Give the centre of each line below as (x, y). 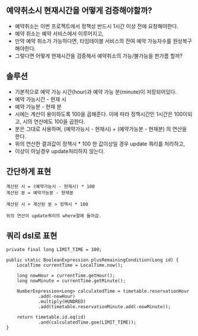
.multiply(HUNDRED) (62, 302)
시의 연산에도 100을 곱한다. (54, 121)
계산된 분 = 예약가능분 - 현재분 (40, 193)
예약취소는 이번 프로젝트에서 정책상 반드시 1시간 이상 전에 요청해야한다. (97, 26)
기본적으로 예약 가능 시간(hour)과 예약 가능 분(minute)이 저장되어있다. (95, 91)
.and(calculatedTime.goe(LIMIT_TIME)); (87, 322)
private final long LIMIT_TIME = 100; (54, 250)
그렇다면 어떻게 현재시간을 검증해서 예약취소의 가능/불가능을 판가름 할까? (98, 56)
